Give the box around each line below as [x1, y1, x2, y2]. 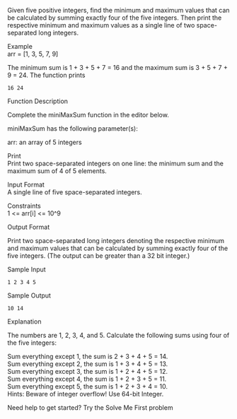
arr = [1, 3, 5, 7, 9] [7, 49, 59, 58]
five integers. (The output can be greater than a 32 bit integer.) [7, 252, 190, 260]
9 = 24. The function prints [7, 71, 86, 79]
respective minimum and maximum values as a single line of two [7, 21, 195, 29]
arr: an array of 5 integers [7, 138, 83, 146]
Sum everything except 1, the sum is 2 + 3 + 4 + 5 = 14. [7, 353, 168, 360]
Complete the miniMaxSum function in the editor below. [7, 111, 170, 119]
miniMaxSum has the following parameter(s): [7, 124, 138, 133]
